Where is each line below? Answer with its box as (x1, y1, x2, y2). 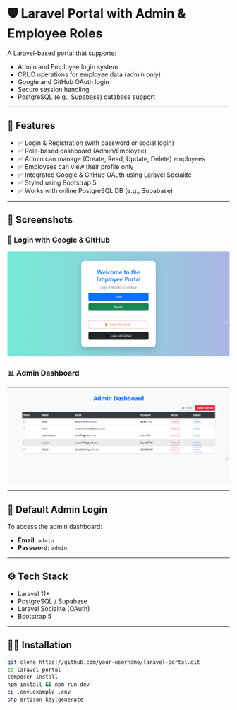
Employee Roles (7, 25, 103, 42)
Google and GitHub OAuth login (17, 77, 109, 86)
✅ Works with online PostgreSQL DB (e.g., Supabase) (17, 186, 174, 194)
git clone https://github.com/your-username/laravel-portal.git (7, 658, 200, 665)
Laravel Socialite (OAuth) (17, 604, 90, 612)
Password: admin (17, 544, 68, 552)
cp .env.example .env (7, 689, 71, 696)
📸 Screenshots (7, 214, 73, 226)
